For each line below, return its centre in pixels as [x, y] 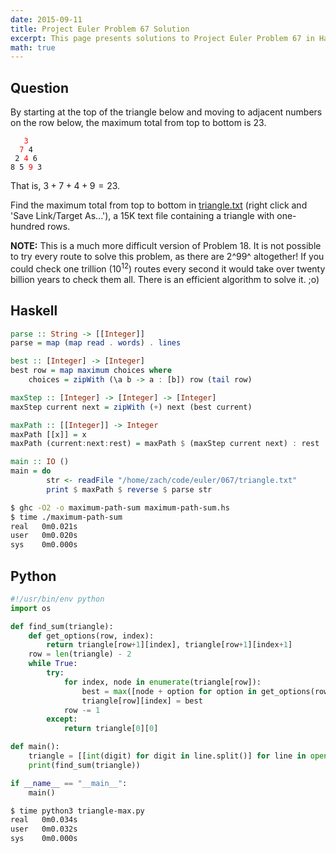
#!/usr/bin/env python [57, 599]
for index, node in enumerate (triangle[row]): [162, 682]
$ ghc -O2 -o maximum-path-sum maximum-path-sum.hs [120, 507]
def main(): [35, 747]
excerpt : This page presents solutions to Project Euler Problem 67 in [162, 38]
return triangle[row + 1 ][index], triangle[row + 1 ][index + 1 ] [169, 645]
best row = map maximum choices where [91, 371]
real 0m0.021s [44, 526]
